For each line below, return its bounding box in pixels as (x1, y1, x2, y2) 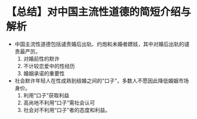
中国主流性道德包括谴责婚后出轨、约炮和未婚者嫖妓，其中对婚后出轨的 (14, 40, 185, 47)
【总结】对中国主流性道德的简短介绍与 (6, 5, 192, 19)
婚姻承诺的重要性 (23, 70, 65, 77)
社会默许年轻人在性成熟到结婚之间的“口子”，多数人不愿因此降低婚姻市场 (14, 77, 189, 84)
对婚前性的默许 (23, 55, 60, 62)
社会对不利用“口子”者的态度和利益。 (23, 106, 110, 113)
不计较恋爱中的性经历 (23, 62, 75, 69)
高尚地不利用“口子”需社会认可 (23, 99, 95, 106)
